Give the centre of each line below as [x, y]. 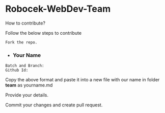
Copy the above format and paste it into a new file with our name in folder [82, 80]
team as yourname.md [29, 85]
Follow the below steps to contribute [44, 33]
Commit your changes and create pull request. [54, 105]
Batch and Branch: [25, 66]
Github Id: [17, 70]
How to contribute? [25, 23]
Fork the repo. [21, 42]
